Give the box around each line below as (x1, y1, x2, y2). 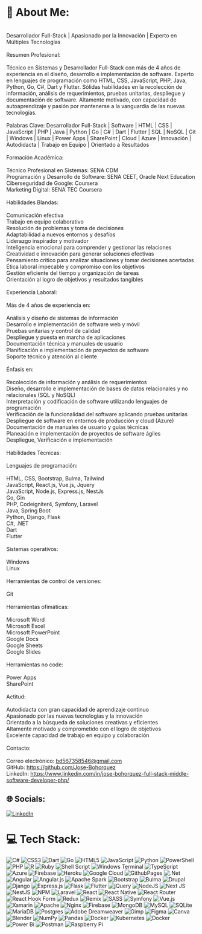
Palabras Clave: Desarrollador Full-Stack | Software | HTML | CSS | (6, 121, 172, 129)
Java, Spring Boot (6, 507, 51, 514)
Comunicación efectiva (6, 211, 64, 219)
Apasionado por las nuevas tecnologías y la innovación (6, 712, 143, 720)
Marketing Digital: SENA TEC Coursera (6, 185, 103, 193)
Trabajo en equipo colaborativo (6, 217, 84, 225)
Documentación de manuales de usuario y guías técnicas (6, 423, 149, 431)
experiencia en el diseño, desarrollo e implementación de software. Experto (6, 70, 194, 77)
